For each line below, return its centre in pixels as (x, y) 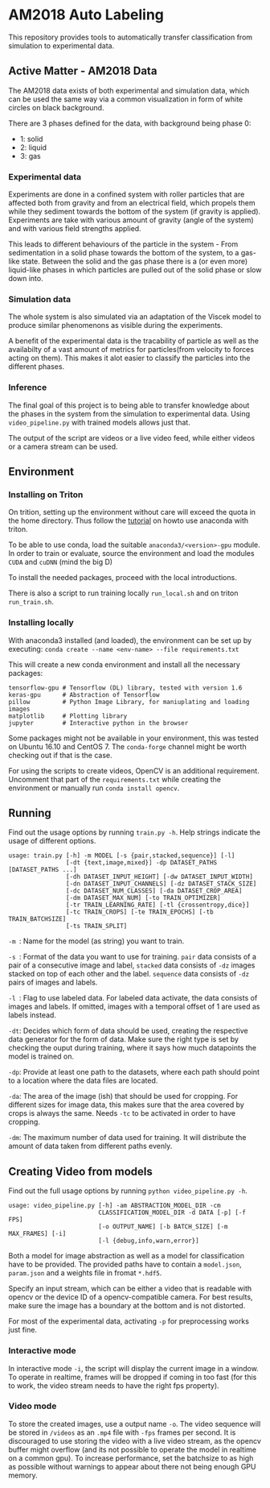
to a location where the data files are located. (83, 1080)
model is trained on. (41, 1056)
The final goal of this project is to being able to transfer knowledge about (129, 405)
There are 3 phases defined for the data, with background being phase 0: (130, 123)
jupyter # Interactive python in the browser (98, 723)
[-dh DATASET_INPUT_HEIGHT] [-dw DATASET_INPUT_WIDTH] (159, 877)
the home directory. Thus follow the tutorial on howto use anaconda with (129, 520)
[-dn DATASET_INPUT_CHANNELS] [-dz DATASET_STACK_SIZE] (161, 884)
